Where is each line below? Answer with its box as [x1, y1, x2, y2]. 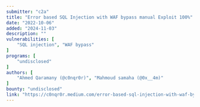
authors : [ [6, 70, 33, 75]
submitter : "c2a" [6, 8, 49, 15]
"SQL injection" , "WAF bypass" [17, 42, 95, 48]
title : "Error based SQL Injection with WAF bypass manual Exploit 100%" [6, 14, 193, 20]
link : [6, 92, 20, 97]
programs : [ [6, 53, 36, 59]
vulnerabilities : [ [6, 36, 55, 42]
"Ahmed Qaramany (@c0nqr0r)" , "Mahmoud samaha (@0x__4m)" [17, 75, 164, 81]
